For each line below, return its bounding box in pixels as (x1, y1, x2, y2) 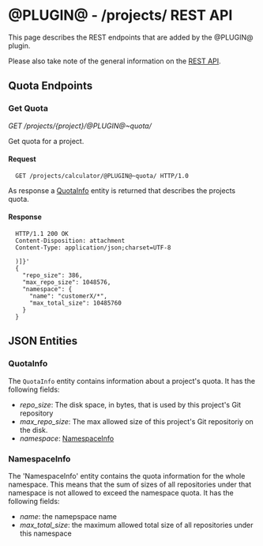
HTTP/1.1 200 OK (15, 230, 69, 238)
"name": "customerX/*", (28, 292, 108, 301)
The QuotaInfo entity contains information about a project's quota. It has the (8, 376, 255, 385)
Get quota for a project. (8, 136, 85, 146)
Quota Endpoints (8, 79, 93, 93)
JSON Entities (8, 335, 78, 348)
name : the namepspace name (19, 512, 117, 521)
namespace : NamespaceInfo (19, 434, 115, 443)
